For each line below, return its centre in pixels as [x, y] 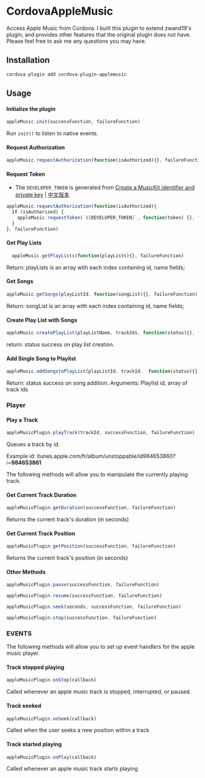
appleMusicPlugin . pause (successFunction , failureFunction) [83, 585]
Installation [28, 60]
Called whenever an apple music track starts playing [72, 769]
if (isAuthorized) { [38, 212]
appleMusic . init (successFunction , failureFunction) [73, 122]
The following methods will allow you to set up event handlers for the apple [101, 647]
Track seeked [24, 705]
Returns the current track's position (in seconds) [67, 558]
